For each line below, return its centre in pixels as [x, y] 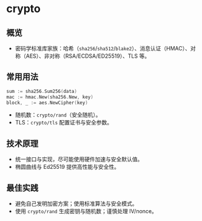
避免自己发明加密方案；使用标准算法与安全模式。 [76, 204]
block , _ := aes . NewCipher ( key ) [47, 103]
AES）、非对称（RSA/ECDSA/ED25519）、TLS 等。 [88, 56]
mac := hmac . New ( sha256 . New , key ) [50, 97]
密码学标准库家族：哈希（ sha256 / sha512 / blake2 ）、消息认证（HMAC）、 [103, 48]
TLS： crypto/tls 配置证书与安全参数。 [64, 123]
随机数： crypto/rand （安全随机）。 [58, 115]
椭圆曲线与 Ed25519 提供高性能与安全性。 [67, 167]
